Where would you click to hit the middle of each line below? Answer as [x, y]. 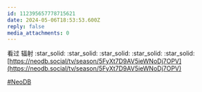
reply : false [26, 26]
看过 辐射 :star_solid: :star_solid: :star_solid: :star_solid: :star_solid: [101, 53]
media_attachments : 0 [38, 33]
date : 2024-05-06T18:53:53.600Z [54, 20]
